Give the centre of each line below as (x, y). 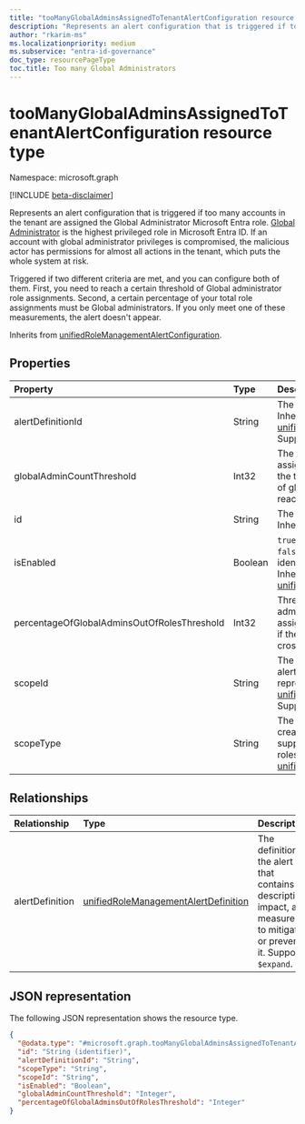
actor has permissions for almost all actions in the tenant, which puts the (145, 251)
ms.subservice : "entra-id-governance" (83, 52)
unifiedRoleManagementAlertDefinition (166, 901)
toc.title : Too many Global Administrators (93, 69)
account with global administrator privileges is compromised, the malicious (149, 241)
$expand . (275, 964)
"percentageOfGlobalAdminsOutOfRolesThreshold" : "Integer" (132, 1103)
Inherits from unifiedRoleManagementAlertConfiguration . (116, 335)
